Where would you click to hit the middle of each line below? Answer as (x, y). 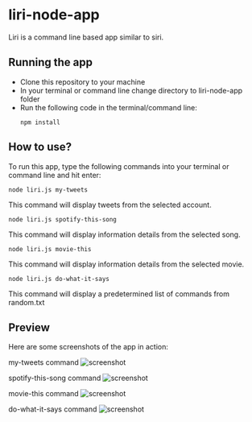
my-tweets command (43, 362)
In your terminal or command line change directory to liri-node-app (131, 90)
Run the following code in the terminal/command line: (108, 107)
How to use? (40, 147)
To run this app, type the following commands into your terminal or (119, 166)
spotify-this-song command (55, 378)
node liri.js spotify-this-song (62, 219)
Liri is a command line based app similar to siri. (86, 37)
